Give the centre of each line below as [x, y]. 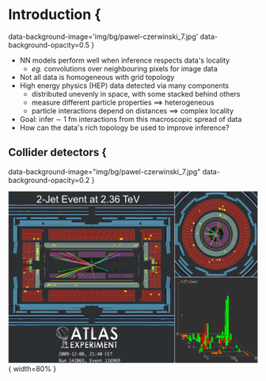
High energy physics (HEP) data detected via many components [124, 86]
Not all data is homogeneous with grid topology [97, 77]
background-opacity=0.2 [49, 180]
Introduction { [55, 15]
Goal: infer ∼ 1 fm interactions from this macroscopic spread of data [131, 119]
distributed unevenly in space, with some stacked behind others [136, 93]
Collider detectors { [57, 152]
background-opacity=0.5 [49, 44]
